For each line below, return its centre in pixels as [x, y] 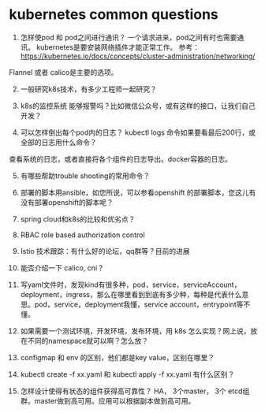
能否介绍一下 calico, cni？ [62, 268]
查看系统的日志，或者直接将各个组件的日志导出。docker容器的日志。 [120, 158]
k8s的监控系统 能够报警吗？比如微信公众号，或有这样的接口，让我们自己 [138, 106]
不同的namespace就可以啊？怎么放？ [88, 340]
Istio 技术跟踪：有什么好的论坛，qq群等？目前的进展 [105, 251]
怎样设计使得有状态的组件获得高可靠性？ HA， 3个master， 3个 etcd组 [135, 391]
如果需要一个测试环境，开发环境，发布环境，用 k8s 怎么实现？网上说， [135, 331]
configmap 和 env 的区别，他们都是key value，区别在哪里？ [118, 357]
